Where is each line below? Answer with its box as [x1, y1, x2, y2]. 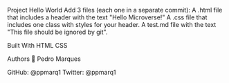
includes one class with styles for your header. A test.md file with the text [7, 21, 217, 28]
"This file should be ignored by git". [7, 28, 108, 36]
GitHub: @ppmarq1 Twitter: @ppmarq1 [7, 68, 116, 76]
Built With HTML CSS [7, 41, 68, 49]
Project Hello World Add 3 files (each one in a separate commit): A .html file [7, 6, 223, 14]
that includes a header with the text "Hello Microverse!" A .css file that [7, 13, 208, 21]
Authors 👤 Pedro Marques [7, 55, 81, 63]
